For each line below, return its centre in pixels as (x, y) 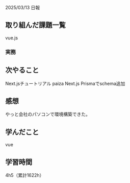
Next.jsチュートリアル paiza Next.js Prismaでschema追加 (65, 83)
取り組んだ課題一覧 (35, 25)
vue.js (12, 38)
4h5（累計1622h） (25, 175)
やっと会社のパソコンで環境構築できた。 (48, 115)
